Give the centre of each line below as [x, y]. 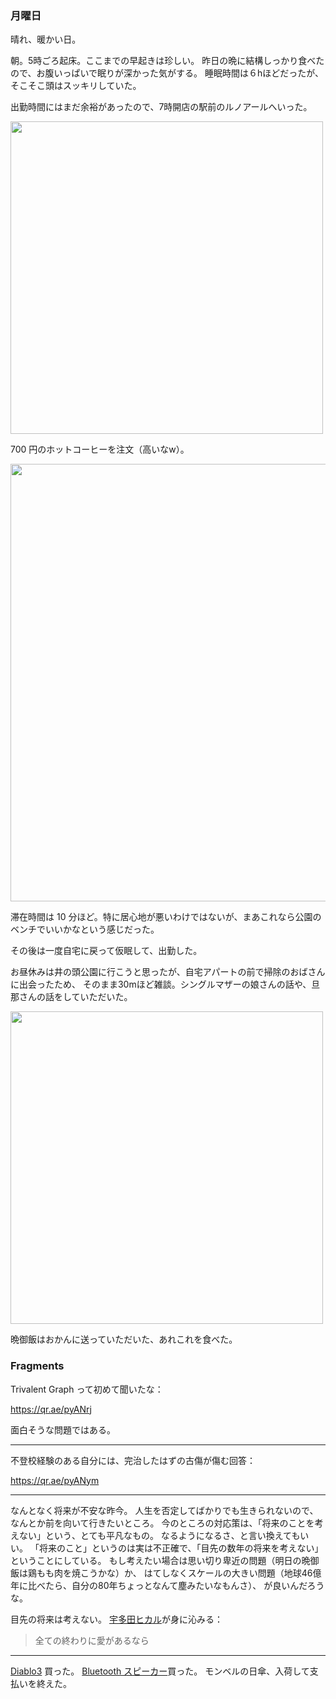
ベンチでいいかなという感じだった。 [85, 929]
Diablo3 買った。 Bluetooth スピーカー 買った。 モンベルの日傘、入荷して [160, 1671]
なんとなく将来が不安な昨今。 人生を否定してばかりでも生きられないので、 [164, 1510]
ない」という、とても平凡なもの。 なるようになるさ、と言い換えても [159, 1535]
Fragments [37, 1366]
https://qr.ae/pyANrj [51, 1409]
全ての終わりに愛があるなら [92, 1640]
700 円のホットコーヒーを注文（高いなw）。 [100, 449]
